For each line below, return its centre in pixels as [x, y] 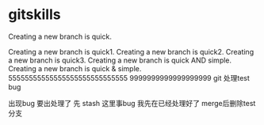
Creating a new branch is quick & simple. [75, 68]
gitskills [34, 15]
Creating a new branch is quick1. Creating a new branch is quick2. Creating [131, 51]
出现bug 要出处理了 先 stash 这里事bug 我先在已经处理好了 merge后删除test [132, 103]
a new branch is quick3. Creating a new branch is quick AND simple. [120, 60]
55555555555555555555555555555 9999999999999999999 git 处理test [129, 78]
